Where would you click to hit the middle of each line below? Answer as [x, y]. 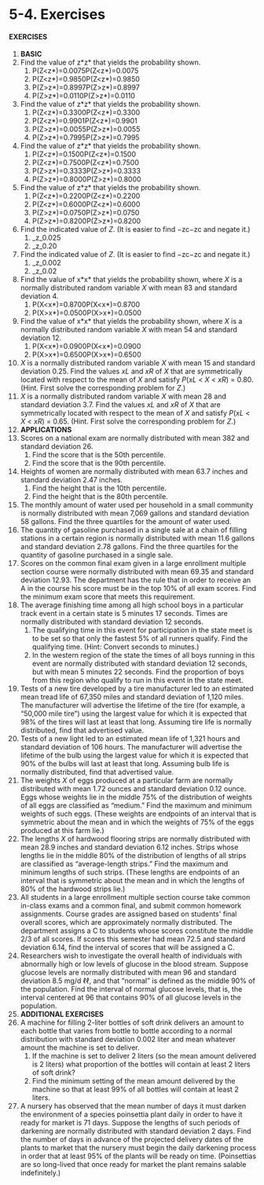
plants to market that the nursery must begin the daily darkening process [138, 1148]
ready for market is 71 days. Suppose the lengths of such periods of [130, 1123]
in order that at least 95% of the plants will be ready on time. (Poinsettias [138, 1156]
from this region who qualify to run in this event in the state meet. [137, 681]
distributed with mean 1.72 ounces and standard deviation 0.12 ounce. [133, 789]
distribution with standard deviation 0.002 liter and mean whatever [128, 1040]
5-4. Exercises [57, 15]
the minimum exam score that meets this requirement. [108, 597]
